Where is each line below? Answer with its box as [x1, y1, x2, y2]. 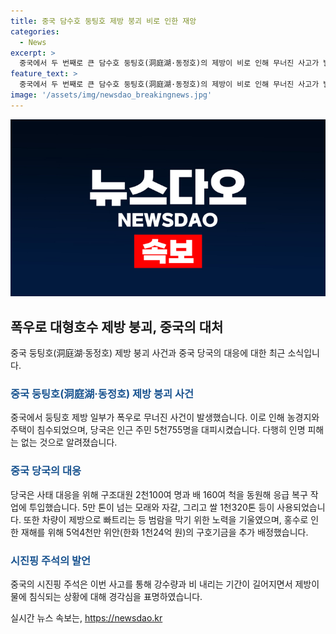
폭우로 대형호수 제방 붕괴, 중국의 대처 [10, 318, 224, 335]
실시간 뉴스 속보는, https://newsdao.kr [10, 611, 163, 624]
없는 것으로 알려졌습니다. [20, 436, 118, 449]
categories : [10, 26, 60, 37]
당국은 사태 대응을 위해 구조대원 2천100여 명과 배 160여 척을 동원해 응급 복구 [10, 488, 308, 500]
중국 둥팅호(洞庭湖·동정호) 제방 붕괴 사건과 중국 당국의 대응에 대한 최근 [10, 347, 286, 359]
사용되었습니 [276, 501, 326, 513]
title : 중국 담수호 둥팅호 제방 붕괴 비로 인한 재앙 [10, 16, 197, 26]
